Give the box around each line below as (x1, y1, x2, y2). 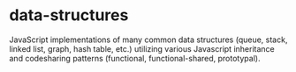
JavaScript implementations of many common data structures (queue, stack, (9, 34, 288, 45)
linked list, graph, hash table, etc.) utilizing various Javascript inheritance (9, 43, 276, 54)
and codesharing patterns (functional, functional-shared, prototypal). (9, 53, 261, 63)
